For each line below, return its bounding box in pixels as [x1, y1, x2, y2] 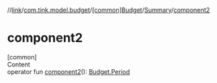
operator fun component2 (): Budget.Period [7, 67, 130, 75]
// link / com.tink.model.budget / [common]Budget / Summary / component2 [7, 6, 210, 14]
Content [7, 60, 31, 68]
